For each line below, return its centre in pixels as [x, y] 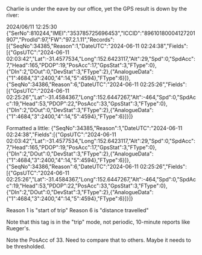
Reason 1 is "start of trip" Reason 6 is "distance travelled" [77, 210]
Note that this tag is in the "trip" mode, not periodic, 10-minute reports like [98, 222]
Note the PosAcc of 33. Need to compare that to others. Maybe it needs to [99, 240]
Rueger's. [18, 228]
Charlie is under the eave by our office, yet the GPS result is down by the [97, 9]
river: [13, 15]
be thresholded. [26, 246]
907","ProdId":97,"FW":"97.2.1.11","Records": [60, 39]
